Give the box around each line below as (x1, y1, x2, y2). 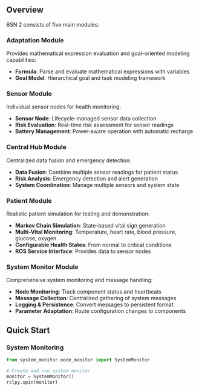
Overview (6, 5, 44, 15)
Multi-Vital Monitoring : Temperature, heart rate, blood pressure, (15, 228, 177, 235)
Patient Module (6, 196, 53, 205)
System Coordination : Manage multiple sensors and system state (15, 181, 180, 188)
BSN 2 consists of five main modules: (6, 21, 100, 28)
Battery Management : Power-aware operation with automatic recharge (15, 128, 194, 135)
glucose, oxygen (15, 235, 57, 241)
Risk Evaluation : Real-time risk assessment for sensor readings (15, 121, 174, 129)
